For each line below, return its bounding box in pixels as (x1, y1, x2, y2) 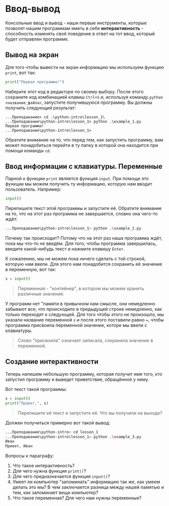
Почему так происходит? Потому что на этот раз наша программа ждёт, (5, 235, 163, 241)
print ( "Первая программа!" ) (5, 79, 65, 84)
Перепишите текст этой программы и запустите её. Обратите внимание (5, 205, 162, 211)
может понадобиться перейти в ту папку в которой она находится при (5, 142, 158, 148)
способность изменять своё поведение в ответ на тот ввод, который (5, 30, 155, 37)
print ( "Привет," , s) (5, 401, 49, 406)
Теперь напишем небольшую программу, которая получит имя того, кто (5, 371, 163, 377)
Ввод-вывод (5, 3, 61, 15)
